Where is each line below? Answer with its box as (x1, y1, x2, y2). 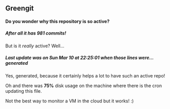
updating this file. (5, 88, 42, 94)
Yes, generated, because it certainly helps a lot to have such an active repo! (5, 72, 165, 78)
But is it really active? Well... (5, 43, 65, 49)
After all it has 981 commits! (5, 30, 67, 36)
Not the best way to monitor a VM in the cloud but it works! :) (5, 98, 134, 104)
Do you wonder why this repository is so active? (5, 18, 110, 24)
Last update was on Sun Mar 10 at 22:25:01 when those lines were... (5, 54, 154, 61)
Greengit (5, 4, 34, 13)
